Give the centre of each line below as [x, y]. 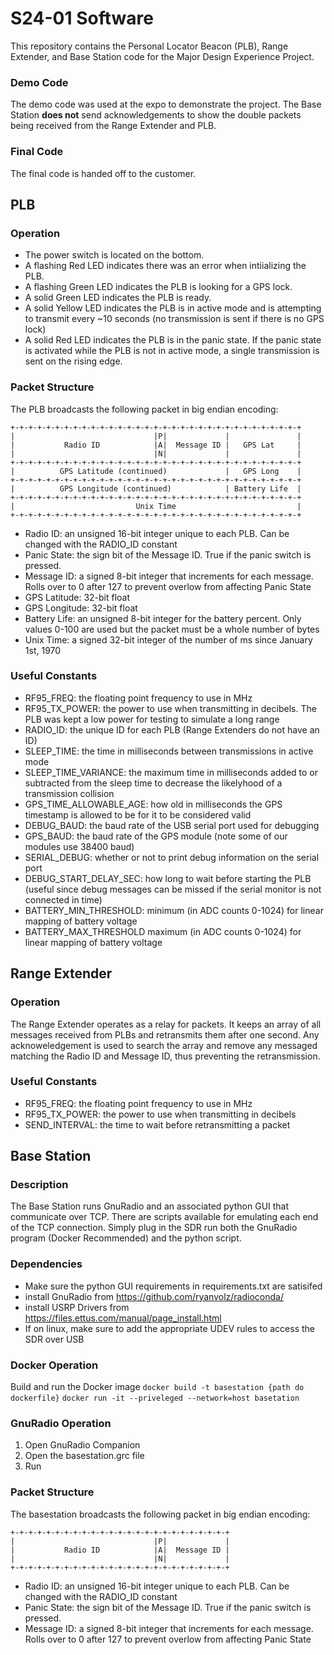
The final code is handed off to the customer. [103, 173]
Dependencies [46, 1264]
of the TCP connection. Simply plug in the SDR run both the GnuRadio [154, 1228]
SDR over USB [54, 1339]
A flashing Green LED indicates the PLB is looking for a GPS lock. [158, 287]
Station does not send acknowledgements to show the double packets [156, 115]
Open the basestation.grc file [84, 1456]
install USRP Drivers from [77, 1307]
